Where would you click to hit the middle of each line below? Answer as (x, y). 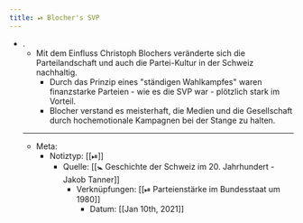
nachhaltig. (57, 72)
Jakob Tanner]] (91, 179)
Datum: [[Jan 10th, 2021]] (137, 209)
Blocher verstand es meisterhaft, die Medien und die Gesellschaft (171, 110)
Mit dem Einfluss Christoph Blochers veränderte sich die (141, 53)
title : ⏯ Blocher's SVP (55, 18)
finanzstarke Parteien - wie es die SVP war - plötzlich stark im (165, 91)
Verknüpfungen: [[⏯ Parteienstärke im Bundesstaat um (179, 189)
